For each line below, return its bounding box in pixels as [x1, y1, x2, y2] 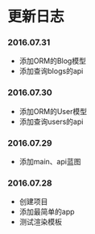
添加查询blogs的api [19, 66, 84, 76]
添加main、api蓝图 [19, 157, 81, 167]
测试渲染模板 [19, 217, 62, 227]
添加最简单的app [19, 207, 75, 217]
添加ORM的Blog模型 [19, 56, 86, 66]
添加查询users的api [19, 117, 84, 126]
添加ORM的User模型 [19, 106, 88, 116]
